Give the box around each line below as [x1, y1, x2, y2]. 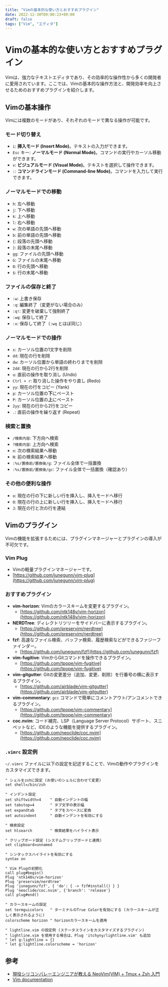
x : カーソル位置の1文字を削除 [12, 346, 72, 353]
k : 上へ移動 [12, 213, 35, 219]
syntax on [5, 856, 26, 861]
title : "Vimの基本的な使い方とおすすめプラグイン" [5, 7, 99, 13]
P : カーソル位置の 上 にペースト [12, 396, 74, 403]
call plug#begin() [5, 870, 43, 876]
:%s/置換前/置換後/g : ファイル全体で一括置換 [12, 460, 101, 466]
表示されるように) [12, 913, 45, 918]
